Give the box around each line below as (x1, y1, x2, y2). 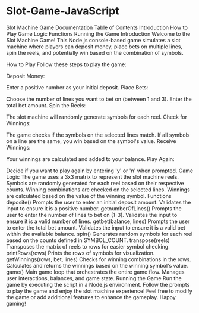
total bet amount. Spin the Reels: (6, 101, 86, 109)
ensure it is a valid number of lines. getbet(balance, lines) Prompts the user (6, 218, 190, 225)
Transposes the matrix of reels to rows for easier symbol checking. (6, 243, 170, 250)
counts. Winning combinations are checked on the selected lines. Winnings (6, 186, 190, 193)
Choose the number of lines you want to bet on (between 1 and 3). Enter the (6, 95, 192, 103)
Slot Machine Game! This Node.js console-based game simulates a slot (6, 36, 181, 44)
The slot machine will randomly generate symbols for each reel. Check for (6, 113, 187, 120)
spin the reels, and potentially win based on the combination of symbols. (6, 49, 184, 56)
